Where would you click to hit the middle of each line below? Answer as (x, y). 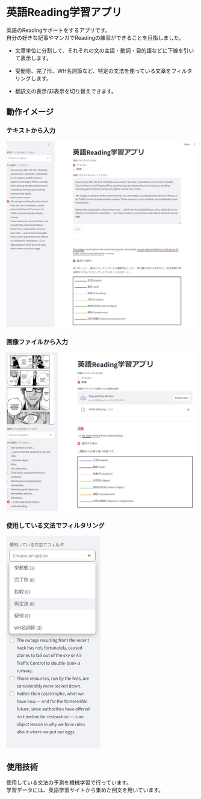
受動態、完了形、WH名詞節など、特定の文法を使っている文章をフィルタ (104, 70)
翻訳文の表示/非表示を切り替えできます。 (66, 91)
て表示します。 (33, 58)
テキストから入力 (31, 131)
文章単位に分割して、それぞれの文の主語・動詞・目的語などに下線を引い (104, 50)
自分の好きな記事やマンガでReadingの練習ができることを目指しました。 (95, 37)
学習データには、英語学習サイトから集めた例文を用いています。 (85, 790)
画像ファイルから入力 (37, 342)
